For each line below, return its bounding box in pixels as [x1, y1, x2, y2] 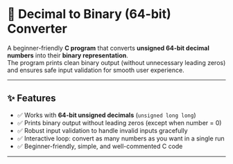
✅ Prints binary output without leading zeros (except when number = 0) [17, 118, 222, 127]
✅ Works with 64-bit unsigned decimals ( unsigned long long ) [17, 111, 196, 119]
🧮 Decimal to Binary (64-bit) [7, 6, 171, 22]
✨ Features [7, 93, 56, 104]
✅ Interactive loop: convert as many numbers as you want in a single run [17, 134, 225, 143]
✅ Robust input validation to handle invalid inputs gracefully [17, 126, 189, 134]
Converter [7, 21, 67, 37]
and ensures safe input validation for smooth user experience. [7, 66, 185, 74]
